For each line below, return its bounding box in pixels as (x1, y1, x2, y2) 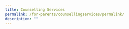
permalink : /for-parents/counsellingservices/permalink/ (5, 12, 125, 17)
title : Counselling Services (5, 7, 65, 12)
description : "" (5, 16, 38, 21)
